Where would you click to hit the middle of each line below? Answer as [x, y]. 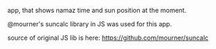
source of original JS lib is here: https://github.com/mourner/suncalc [108, 38]
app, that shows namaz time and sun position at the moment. [97, 10]
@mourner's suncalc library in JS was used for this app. [90, 24]
